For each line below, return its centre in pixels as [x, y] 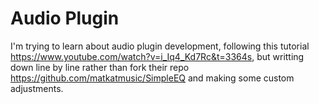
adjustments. [37, 88]
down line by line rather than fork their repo [100, 67]
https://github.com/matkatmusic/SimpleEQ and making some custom [152, 78]
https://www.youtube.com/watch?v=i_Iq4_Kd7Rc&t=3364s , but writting [157, 56]
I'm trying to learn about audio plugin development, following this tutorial [160, 46]
